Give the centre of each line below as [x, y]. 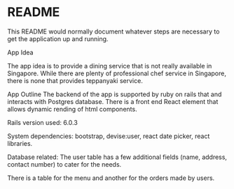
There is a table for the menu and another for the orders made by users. [111, 178]
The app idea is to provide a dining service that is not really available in [110, 66]
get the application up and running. [58, 38]
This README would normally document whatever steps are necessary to [113, 31]
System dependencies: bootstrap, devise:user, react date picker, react [109, 136]
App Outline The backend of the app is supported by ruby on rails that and [115, 94]
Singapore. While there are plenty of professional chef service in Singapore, [117, 73]
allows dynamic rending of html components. [73, 109]
